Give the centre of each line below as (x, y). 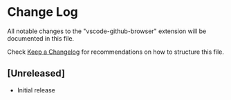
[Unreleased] (36, 73)
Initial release (36, 90)
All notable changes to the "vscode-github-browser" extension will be (107, 31)
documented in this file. (41, 38)
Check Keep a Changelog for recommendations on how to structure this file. (116, 52)
